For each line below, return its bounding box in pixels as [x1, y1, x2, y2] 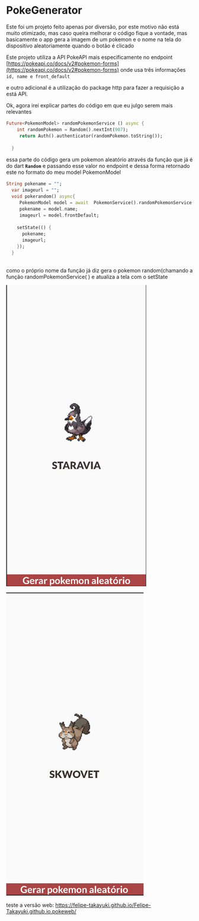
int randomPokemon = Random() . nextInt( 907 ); [17, 126, 129, 132]
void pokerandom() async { [11, 193, 76, 199]
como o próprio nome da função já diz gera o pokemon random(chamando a [6, 266, 193, 274]
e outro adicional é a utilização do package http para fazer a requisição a [6, 84, 184, 91]
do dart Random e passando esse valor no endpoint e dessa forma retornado [6, 163, 190, 170]
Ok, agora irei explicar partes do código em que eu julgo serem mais [6, 101, 173, 109]
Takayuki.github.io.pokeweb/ [6, 907, 77, 914]
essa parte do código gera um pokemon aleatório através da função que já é [6, 156, 193, 163]
